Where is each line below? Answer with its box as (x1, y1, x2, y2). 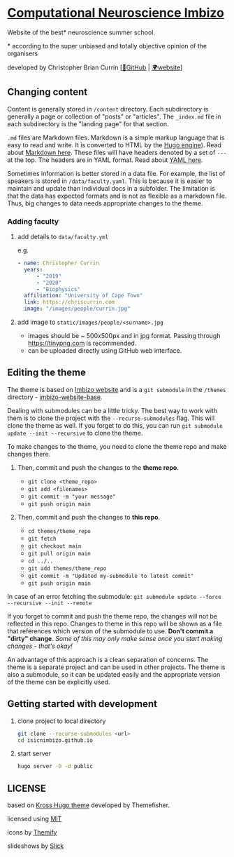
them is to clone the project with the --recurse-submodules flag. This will (7, 414, 215, 422)
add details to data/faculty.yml (17, 233, 109, 241)
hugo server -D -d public (17, 763, 93, 770)
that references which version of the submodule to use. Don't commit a (7, 626, 214, 635)
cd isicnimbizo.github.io (17, 736, 93, 744)
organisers (7, 49, 38, 58)
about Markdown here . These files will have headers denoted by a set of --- (7, 148, 227, 156)
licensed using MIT (7, 815, 62, 823)
